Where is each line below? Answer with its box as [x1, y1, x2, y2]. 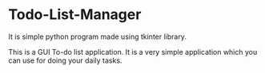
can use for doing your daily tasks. [8, 56, 122, 65]
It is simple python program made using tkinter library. [8, 32, 187, 41]
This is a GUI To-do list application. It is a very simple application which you [8, 47, 258, 56]
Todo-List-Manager [8, 6, 142, 24]
